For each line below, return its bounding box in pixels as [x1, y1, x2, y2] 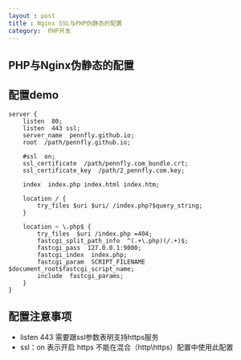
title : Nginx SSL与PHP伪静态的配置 [8, 19, 123, 27]
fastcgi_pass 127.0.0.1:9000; [37, 243, 142, 252]
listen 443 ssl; [22, 124, 81, 133]
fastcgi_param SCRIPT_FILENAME [37, 258, 146, 266]
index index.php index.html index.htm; [22, 180, 160, 189]
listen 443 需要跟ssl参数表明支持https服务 [19, 333, 159, 342]
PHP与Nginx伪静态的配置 [8, 58, 135, 72]
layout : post [8, 11, 56, 20]
